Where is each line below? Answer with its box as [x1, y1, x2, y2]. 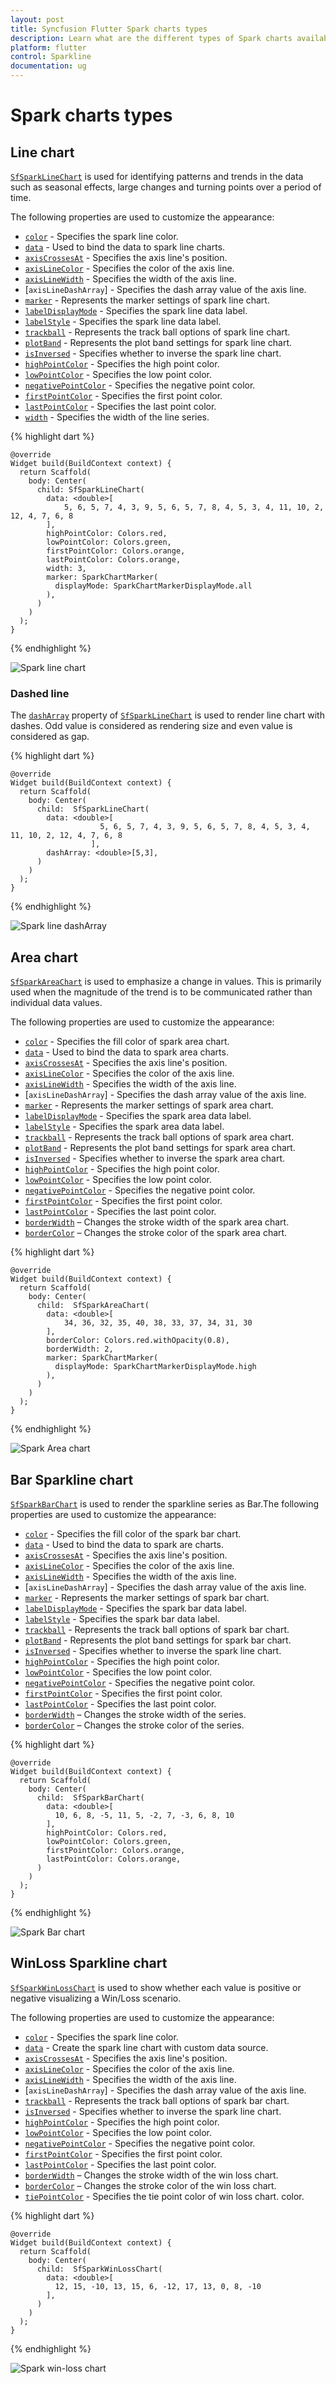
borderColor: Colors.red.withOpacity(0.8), [46, 1336, 230, 1346]
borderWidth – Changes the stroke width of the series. [24, 1708, 247, 1720]
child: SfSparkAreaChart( [36, 1301, 150, 1311]
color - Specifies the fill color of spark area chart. [24, 1036, 230, 1048]
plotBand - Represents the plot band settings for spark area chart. [24, 1142, 296, 1154]
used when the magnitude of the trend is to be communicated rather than [10, 986, 313, 998]
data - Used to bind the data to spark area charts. [24, 1046, 229, 1058]
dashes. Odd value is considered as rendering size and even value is [10, 720, 293, 732]
